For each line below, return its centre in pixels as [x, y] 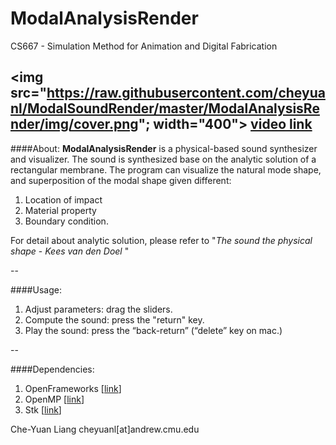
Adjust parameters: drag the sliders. [98, 309]
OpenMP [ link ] [54, 399]
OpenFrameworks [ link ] [73, 388]
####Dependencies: [52, 369]
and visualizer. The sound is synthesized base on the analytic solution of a [163, 159]
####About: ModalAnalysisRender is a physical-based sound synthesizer [164, 148]
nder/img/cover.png [74, 124]
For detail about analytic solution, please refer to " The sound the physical [161, 240]
